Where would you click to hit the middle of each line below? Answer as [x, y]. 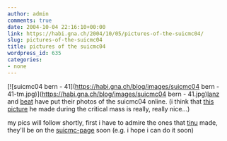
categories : [25, 60]
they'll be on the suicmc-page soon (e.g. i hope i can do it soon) [101, 130]
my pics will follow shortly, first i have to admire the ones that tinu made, [112, 122]
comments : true [30, 20]
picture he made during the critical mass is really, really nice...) [99, 109]
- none [17, 66]
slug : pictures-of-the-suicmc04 [55, 40]
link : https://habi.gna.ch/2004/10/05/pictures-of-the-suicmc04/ [105, 33]
